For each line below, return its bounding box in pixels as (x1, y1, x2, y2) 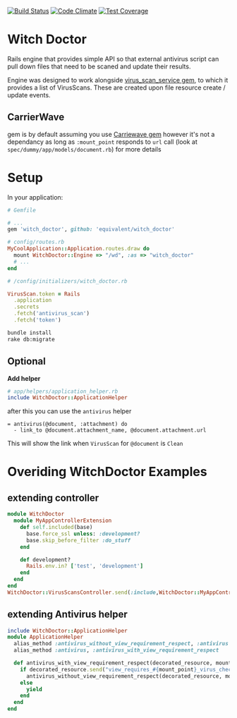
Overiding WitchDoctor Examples (7, 464, 207, 480)
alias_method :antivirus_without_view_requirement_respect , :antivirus (13, 640, 229, 647)
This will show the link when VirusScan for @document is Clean (7, 439, 183, 448)
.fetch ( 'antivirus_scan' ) (13, 310, 90, 317)
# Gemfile (7, 207, 37, 214)
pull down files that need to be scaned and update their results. (7, 62, 191, 71)
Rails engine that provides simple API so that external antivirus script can (7, 54, 219, 63)
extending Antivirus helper (7, 609, 128, 621)
